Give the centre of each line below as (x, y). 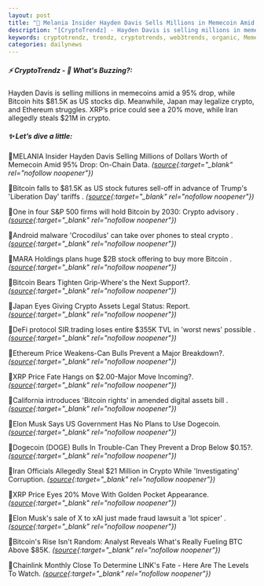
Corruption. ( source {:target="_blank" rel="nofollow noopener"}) (112, 479)
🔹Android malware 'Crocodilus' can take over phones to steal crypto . (121, 236)
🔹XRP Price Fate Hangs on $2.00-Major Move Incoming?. (101, 377)
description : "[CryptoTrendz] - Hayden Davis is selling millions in (125, 30)
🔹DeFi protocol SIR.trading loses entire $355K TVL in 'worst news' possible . (132, 330)
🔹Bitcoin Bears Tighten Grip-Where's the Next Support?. (99, 283)
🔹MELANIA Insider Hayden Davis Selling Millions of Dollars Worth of (118, 156)
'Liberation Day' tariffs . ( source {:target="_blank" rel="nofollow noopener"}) (131, 196)
